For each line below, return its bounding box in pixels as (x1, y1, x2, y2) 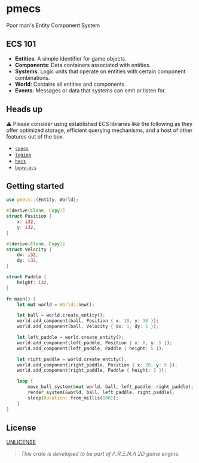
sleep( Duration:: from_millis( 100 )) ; (27, 395, 119, 401)
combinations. (14, 74, 50, 81)
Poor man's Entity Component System (6, 22, 100, 29)
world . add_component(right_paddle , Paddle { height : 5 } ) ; (17, 368, 167, 374)
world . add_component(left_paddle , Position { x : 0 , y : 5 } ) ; (17, 339, 173, 346)
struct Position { (6, 214, 52, 220)
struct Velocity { (6, 246, 52, 252)
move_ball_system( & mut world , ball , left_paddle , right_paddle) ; (27, 384, 194, 390)
